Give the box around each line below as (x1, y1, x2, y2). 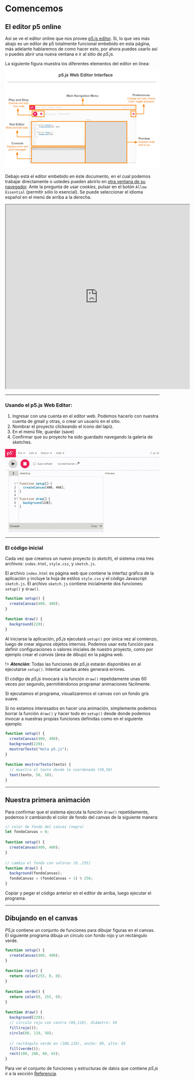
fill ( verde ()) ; (9, 1046, 41, 1051)
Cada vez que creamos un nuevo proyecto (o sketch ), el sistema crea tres (5, 555, 154, 561)
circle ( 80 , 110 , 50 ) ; (9, 1030, 54, 1035)
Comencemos (5, 3, 64, 14)
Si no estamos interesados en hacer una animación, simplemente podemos (5, 705, 157, 711)
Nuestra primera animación (5, 796, 91, 804)
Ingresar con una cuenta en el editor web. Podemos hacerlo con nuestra (12, 413, 159, 419)
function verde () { (5, 989, 45, 994)
